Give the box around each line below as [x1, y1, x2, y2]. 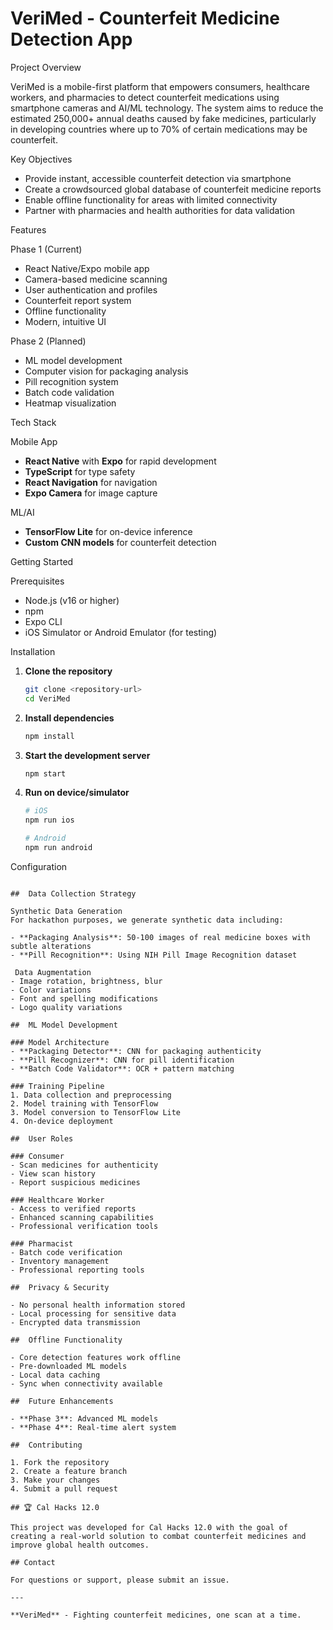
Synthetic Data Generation [10, 906, 123, 916]
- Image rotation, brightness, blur [10, 976, 163, 986]
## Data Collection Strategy [10, 888, 137, 899]
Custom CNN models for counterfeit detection [24, 536, 217, 548]
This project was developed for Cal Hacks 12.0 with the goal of [10, 1522, 288, 1532]
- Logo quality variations [10, 1002, 123, 1012]
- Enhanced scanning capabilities [10, 1212, 155, 1222]
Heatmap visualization [24, 397, 117, 409]
